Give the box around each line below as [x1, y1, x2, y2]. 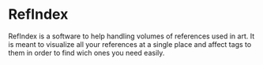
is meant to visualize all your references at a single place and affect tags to [8, 39, 252, 49]
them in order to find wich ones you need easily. [8, 48, 165, 57]
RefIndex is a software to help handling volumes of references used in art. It [8, 31, 255, 41]
